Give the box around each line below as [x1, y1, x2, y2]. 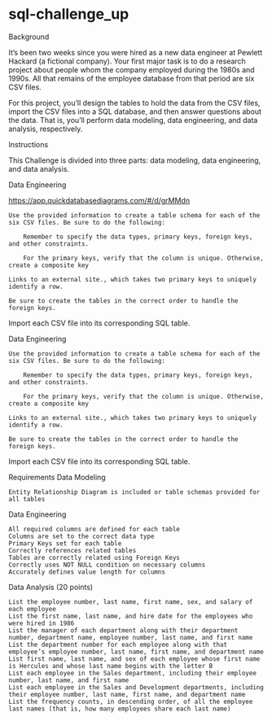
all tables [8, 495, 46, 503]
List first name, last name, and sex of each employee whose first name [8, 654, 261, 663]
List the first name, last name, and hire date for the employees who [8, 612, 253, 620]
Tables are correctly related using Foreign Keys [8, 553, 181, 562]
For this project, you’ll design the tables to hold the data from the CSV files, [8, 98, 261, 107]
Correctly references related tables [8, 546, 137, 554]
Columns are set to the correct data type [8, 532, 155, 540]
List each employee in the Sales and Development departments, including [8, 683, 265, 692]
